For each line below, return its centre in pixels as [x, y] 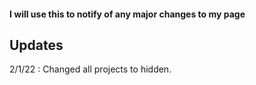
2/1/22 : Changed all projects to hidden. [90, 69]
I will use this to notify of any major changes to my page [127, 14]
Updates [36, 45]
